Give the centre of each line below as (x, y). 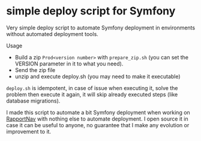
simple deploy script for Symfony (91, 11)
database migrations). (33, 101)
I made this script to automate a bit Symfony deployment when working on (98, 112)
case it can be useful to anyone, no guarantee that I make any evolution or (98, 125)
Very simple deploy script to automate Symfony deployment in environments (101, 28)
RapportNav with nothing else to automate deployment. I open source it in (97, 119)
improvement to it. (29, 131)
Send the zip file (35, 70)
